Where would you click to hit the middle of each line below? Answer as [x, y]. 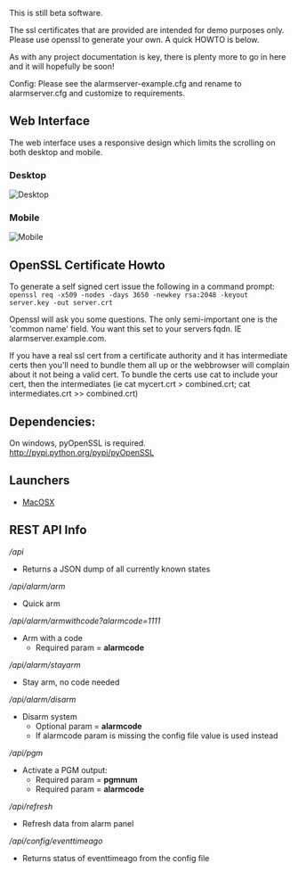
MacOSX [38, 502]
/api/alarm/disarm [43, 699]
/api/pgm [26, 753]
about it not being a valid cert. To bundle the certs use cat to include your [144, 374]
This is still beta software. [56, 13]
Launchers [40, 481]
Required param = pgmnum [86, 779]
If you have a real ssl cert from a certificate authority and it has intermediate [149, 356]
